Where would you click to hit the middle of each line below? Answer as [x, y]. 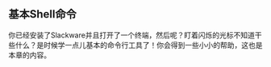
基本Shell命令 [42, 14]
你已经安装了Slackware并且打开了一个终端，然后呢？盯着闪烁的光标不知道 [132, 35]
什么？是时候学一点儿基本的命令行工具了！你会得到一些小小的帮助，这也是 [139, 45]
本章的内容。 [29, 55]
